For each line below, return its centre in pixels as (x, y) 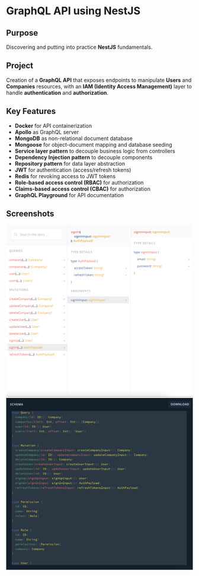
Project (20, 66)
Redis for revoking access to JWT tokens (65, 176)
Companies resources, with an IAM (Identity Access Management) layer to (99, 86)
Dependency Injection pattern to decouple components (84, 157)
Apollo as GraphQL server (47, 132)
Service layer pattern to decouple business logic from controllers (95, 151)
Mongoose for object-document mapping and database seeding (94, 144)
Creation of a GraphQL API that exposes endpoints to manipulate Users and (99, 80)
